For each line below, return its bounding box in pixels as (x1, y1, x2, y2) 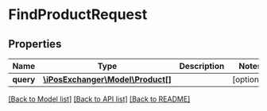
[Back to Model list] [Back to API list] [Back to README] (8, 94, 191, 104)
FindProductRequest (8, 6, 148, 24)
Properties (8, 37, 62, 51)
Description (179, 61, 225, 71)
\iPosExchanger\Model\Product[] (42, 74, 172, 85)
